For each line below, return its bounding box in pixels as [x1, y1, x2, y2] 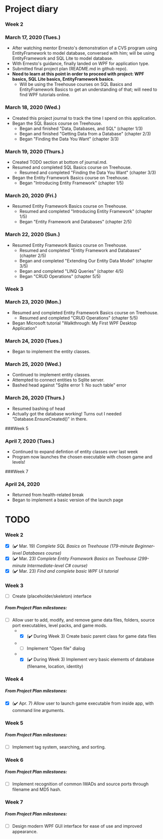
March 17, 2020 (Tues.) [5, 34, 61, 41]
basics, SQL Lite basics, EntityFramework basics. [12, 76, 115, 82]
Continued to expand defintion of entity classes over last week [12, 449, 138, 454]
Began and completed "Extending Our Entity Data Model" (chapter [19, 258, 153, 263]
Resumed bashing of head [12, 406, 65, 411]
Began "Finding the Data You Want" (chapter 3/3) [19, 136, 119, 142]
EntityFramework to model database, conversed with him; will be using [12, 50, 155, 56]
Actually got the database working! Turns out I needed [12, 410, 122, 416]
